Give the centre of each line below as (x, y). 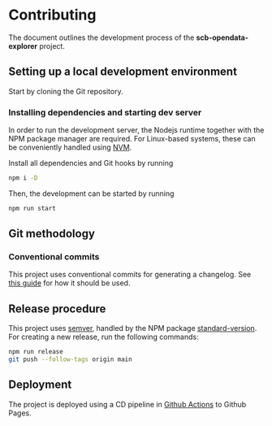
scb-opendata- (222, 37)
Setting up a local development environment (123, 72)
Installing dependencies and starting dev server (105, 112)
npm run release (36, 352)
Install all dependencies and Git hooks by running (91, 163)
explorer (23, 46)
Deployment (40, 385)
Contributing (52, 15)
